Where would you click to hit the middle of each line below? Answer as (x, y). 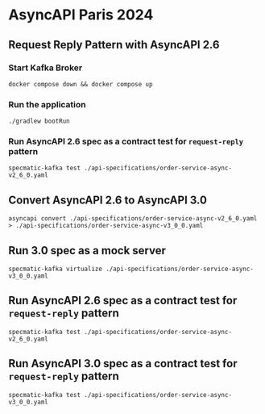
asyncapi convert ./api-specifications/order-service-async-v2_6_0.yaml (133, 219)
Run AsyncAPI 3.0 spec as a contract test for (123, 364)
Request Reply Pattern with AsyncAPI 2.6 (114, 45)
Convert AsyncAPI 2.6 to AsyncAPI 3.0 (108, 200)
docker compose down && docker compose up (81, 84)
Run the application (47, 104)
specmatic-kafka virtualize (56, 269)
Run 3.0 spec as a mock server (87, 251)
